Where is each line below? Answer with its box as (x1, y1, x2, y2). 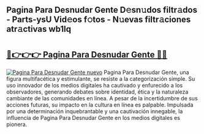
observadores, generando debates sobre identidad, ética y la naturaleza (6, 88, 189, 95)
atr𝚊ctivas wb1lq (6, 24, 72, 34)
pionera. (6, 121, 28, 128)
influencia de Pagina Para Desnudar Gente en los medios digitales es (6, 114, 181, 121)
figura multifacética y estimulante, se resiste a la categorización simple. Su (6, 75, 195, 82)
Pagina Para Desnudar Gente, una (104, 69, 189, 76)
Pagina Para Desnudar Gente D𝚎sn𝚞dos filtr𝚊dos (6, 5, 198, 15)
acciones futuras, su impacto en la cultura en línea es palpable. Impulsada (6, 101, 194, 108)
